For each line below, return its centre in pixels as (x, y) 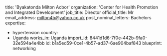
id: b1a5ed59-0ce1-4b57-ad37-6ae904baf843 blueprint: (104, 43)
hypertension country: (35, 32)
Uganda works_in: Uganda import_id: (50, 38)
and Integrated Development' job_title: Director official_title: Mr (69, 12)
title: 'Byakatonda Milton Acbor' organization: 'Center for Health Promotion (82, 7)
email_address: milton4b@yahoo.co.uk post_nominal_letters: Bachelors (78, 18)
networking (24, 48)
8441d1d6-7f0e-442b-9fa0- (118, 38)
